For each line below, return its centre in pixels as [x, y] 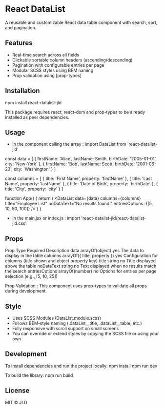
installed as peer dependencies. [37, 117]
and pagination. [21, 27]
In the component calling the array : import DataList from [69, 144]
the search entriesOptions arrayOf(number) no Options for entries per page [81, 271]
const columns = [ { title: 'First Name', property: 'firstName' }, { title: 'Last [79, 178]
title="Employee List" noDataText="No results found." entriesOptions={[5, [79, 204]
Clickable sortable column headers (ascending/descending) [72, 60]
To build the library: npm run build [39, 375]
